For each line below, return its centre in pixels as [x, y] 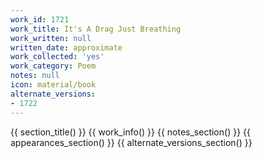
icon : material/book [53, 85]
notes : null [35, 76]
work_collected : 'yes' [57, 57]
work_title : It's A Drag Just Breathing [96, 29]
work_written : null [51, 38]
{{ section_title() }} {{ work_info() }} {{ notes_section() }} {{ [130, 132]
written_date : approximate [66, 47]
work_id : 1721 [40, 19]
